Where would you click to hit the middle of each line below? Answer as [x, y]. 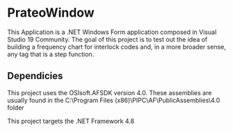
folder [16, 107]
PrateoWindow [51, 13]
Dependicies [35, 76]
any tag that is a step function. [51, 54]
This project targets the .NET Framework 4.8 [71, 121]
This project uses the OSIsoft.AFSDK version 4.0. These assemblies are [110, 92]
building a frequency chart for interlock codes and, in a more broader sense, [116, 47]
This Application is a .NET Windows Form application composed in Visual [112, 32]
